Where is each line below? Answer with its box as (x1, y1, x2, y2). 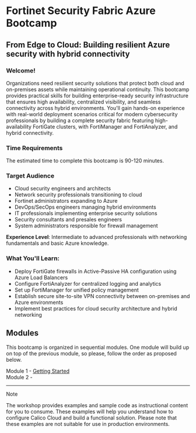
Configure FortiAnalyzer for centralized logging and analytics (14, 280, 162, 287)
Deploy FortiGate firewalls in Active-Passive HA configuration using (14, 268, 177, 275)
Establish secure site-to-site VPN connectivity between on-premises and (14, 292, 190, 299)
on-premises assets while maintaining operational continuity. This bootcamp (6, 86, 190, 93)
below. (6, 356, 22, 363)
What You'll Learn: (6, 254, 60, 262)
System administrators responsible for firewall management (14, 222, 159, 229)
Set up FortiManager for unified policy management (14, 286, 139, 293)
